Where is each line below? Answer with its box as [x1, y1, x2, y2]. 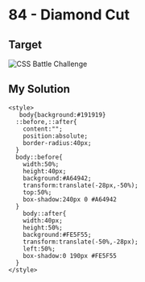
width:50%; [23, 160, 60, 168]
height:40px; [23, 167, 67, 175]
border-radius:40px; [23, 139, 92, 147]
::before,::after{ [15, 118, 78, 126]
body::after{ [23, 209, 67, 218]
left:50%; [23, 244, 56, 253]
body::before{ [15, 153, 63, 161]
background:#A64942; [23, 174, 92, 182]
